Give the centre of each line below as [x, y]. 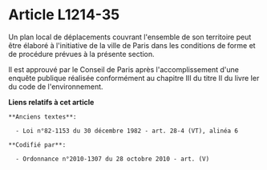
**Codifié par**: [37, 145]
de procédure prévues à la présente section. [81, 54]
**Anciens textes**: [43, 117]
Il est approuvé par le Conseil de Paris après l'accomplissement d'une [123, 69]
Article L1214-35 [64, 15]
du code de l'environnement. [56, 87]
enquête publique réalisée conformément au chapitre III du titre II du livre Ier [134, 78]
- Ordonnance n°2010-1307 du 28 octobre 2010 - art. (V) [113, 159]
